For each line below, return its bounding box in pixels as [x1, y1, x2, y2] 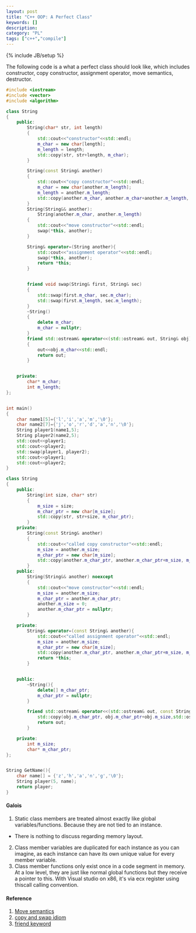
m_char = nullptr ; [37, 325, 82, 331]
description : [6, 25, 38, 31]
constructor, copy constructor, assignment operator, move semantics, [6, 70, 174, 76]
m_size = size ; [37, 503, 75, 509]
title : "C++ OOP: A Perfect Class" [6, 14, 93, 20]
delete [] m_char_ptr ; [37, 687, 90, 693]
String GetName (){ [6, 768, 51, 774]
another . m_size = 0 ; [37, 601, 87, 607]
